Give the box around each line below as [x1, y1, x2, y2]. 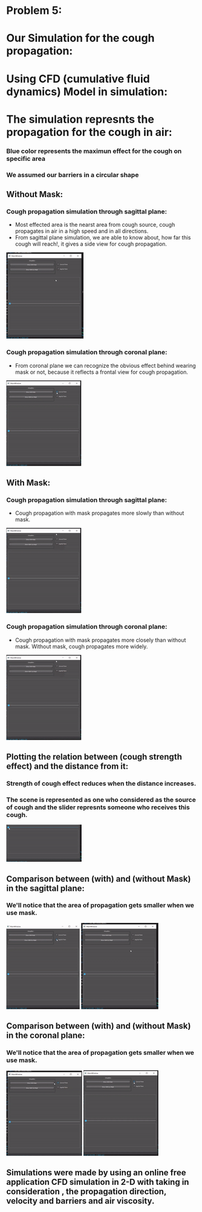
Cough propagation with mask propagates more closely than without [15, 636, 186, 643]
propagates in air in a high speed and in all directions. [15, 227, 149, 235]
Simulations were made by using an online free [6, 1167, 186, 1178]
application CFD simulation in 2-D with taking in [6, 1177, 189, 1187]
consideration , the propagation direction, [6, 1186, 167, 1196]
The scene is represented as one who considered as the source [6, 795, 197, 804]
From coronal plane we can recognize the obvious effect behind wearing [15, 362, 197, 369]
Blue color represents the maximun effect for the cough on [6, 146, 182, 155]
